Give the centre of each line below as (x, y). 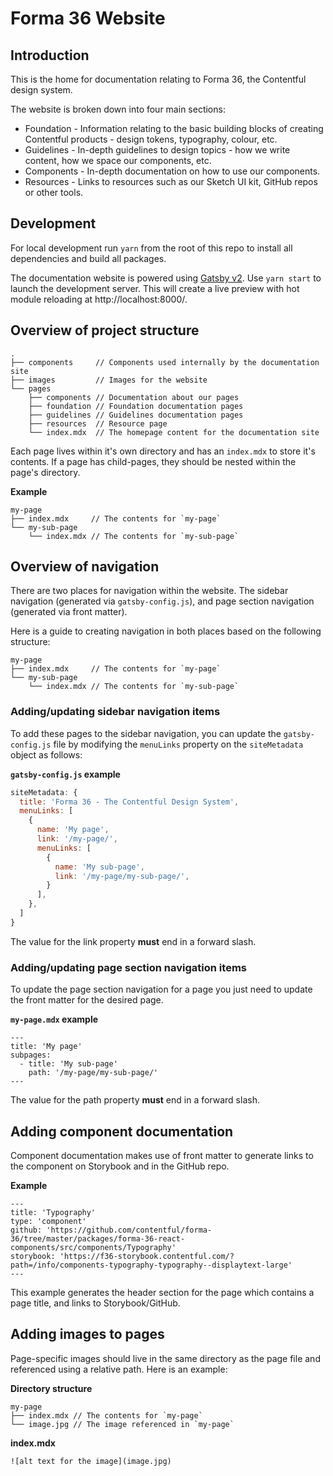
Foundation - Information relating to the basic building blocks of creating (174, 128)
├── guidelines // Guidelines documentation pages (136, 415)
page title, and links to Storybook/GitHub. (95, 1303)
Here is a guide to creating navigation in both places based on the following (166, 631)
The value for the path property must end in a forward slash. (135, 1100)
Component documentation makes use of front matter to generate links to (162, 1155)
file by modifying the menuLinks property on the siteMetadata (178, 744)
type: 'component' (48, 1221)
